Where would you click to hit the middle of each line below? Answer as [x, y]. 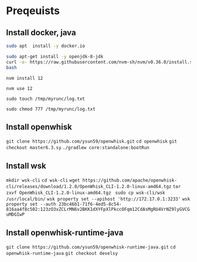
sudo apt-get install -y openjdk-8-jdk [55, 56]
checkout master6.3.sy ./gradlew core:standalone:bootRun [78, 148]
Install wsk [26, 166]
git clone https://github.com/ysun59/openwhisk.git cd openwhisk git [92, 142]
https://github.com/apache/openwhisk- [130, 180]
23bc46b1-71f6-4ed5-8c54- [90, 204]
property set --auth [31, 204]
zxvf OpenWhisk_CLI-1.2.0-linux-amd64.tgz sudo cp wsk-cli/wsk [86, 193]
